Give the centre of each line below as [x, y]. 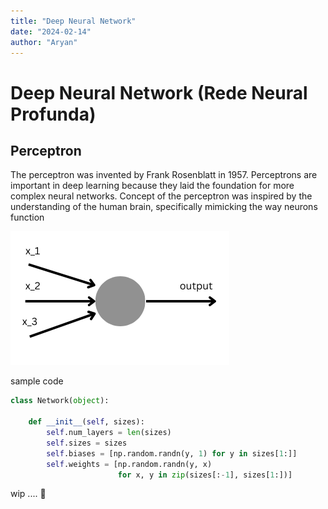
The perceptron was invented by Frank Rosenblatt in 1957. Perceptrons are [164, 175]
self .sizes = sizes [87, 443]
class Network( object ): [60, 401]
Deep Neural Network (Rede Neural [159, 92]
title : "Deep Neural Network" [73, 21]
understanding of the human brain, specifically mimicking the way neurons [164, 207]
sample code [37, 381]
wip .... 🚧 [28, 494]
